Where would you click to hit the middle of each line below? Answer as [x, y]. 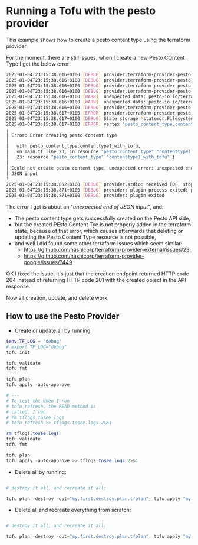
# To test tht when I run [38, 401]
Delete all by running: [40, 472]
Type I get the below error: [38, 64]
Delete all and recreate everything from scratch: [73, 510]
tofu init [18, 352]
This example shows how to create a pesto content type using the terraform [98, 40]
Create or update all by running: [53, 330]
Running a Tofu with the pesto [81, 11]
